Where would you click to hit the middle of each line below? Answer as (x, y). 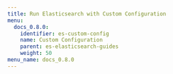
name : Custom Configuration (61, 40)
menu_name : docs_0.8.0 (41, 60)
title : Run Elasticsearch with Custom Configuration (87, 14)
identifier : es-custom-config (65, 33)
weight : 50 (36, 54)
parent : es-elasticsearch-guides (69, 47)
